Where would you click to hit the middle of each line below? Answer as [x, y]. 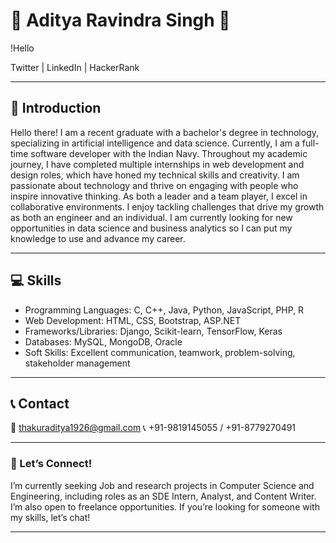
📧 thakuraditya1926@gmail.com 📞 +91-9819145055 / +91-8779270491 [153, 428]
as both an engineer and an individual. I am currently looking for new [151, 217]
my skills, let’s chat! [50, 517]
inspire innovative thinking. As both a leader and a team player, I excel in [159, 196]
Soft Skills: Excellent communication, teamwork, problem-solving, [160, 352]
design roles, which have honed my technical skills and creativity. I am [155, 175]
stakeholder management [77, 363]
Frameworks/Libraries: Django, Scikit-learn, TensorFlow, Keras [153, 331]
